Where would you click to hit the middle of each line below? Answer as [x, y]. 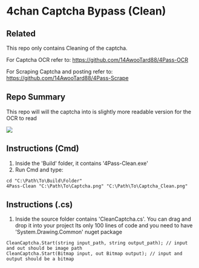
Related [21, 34]
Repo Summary [36, 97]
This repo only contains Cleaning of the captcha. [67, 48]
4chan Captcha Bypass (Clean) [86, 11]
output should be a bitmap [40, 259]
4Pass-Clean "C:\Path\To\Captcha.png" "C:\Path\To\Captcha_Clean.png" [97, 186]
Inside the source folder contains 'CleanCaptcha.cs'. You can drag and [103, 219]
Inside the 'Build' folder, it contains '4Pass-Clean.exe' [81, 163]
